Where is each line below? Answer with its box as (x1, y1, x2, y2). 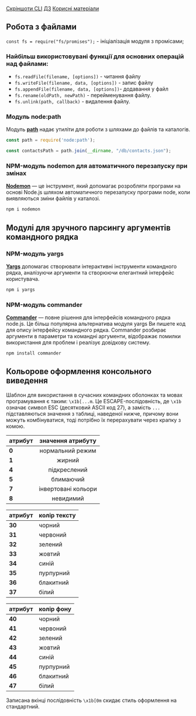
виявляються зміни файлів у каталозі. (6, 195, 101, 202)
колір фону (39, 605, 72, 613)
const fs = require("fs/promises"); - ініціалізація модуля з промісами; (6, 38, 184, 45)
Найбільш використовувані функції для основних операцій (6, 52, 184, 61)
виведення (6, 376, 48, 386)
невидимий (51, 494, 84, 502)
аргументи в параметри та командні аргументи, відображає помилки (6, 333, 181, 340)
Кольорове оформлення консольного (6, 367, 152, 377)
